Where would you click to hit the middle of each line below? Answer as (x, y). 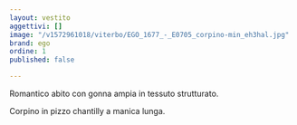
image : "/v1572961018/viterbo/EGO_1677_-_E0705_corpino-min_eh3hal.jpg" (149, 34)
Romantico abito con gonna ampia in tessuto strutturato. (114, 93)
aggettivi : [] (36, 26)
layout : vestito (40, 18)
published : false (42, 60)
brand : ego (30, 43)
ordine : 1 (28, 52)
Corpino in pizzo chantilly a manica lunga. (87, 111)
